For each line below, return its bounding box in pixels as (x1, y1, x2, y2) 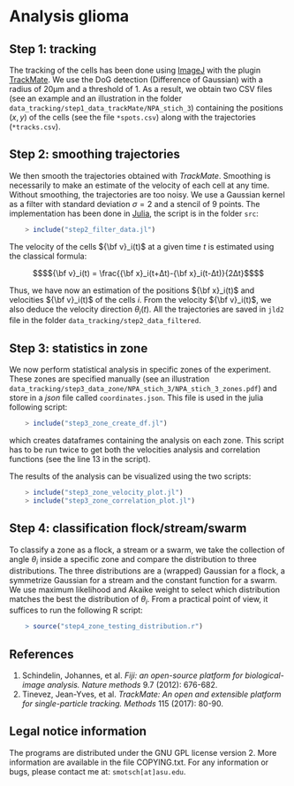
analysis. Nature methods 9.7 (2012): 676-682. (47, 680, 218, 690)
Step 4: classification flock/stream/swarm (9, 520, 247, 536)
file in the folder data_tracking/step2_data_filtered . (9, 315, 201, 326)
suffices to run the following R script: (9, 605, 143, 616)
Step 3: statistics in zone (9, 341, 148, 356)
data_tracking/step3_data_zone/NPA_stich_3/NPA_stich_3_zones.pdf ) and (9, 383, 277, 394)
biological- (245, 670, 284, 681)
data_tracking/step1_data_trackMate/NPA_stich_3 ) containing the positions (9, 103, 284, 112)
